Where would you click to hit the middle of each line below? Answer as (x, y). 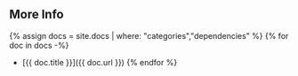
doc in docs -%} (39, 45)
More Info (36, 15)
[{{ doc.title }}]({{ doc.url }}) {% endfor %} (100, 62)
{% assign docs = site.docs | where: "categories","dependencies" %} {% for (149, 35)
